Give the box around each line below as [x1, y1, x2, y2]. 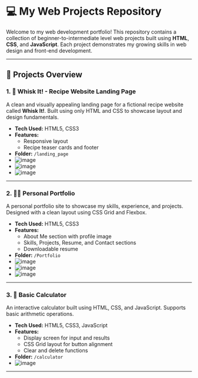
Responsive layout [23, 137, 68, 145]
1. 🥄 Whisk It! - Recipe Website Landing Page [6, 87, 136, 96]
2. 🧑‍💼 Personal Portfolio [6, 189, 75, 197]
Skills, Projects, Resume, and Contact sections [23, 239, 137, 246]
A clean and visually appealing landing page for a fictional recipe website [6, 101, 184, 108]
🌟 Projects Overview [6, 70, 82, 80]
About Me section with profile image [23, 233, 112, 240]
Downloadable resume [23, 245, 78, 252]
